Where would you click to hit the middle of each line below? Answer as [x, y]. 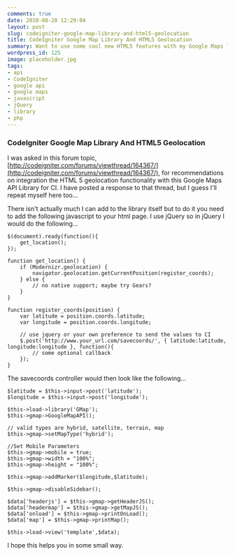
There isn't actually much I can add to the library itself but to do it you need [115, 208]
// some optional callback [72, 353]
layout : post [26, 27]
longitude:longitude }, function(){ [60, 347]
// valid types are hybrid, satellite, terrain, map [86, 428]
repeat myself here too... [43, 195]
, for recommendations [191, 172]
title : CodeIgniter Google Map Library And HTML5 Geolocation [100, 40]
